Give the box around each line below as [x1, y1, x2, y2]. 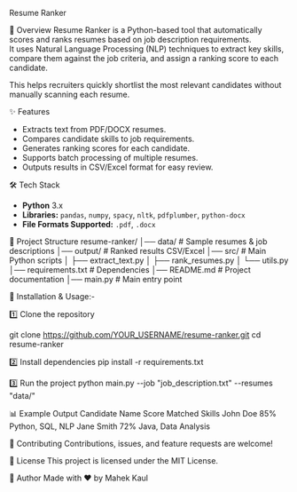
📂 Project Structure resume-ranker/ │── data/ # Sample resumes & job [9, 236, 268, 247]
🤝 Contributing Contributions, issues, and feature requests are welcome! [9, 439, 273, 448]
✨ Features [9, 107, 51, 116]
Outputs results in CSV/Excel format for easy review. [21, 162, 214, 172]
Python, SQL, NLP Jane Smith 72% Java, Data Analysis [9, 421, 211, 432]
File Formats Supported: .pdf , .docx [21, 219, 156, 229]
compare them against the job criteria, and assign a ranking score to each [9, 53, 279, 63]
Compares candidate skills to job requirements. [21, 133, 195, 144]
